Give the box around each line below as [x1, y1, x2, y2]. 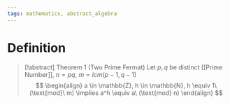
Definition [7, 40, 66, 55]
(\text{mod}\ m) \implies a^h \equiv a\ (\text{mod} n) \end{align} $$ [29, 88, 224, 97]
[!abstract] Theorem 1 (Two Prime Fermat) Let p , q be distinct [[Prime [24, 63, 223, 71]
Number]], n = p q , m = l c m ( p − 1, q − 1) [24, 70, 137, 78]
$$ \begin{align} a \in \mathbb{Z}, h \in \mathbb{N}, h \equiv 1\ [35, 81, 217, 89]
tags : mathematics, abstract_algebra [7, 10, 117, 17]
